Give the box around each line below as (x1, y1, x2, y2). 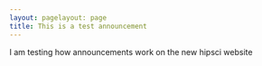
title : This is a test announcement (9, 22, 147, 31)
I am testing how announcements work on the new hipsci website (9, 46, 253, 57)
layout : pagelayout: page (9, 13, 107, 23)
